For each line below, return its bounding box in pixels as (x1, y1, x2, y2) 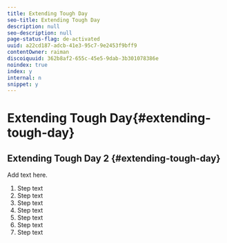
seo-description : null (7, 29, 72, 37)
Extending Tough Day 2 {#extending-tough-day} (7, 153, 221, 164)
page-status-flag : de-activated (7, 36, 100, 43)
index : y (7, 68, 32, 75)
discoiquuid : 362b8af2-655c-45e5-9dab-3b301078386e (7, 55, 159, 62)
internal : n (7, 74, 41, 81)
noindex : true (7, 61, 48, 68)
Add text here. (7, 171, 48, 179)
